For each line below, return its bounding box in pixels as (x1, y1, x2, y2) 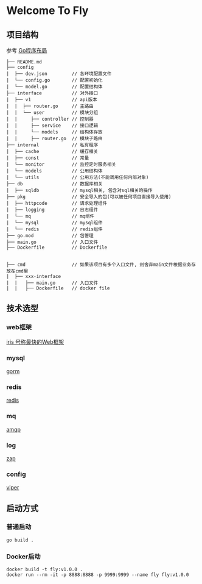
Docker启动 (6, 552, 41, 561)
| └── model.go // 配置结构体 (6, 84, 103, 90)
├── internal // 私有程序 (6, 142, 99, 148)
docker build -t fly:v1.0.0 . (6, 566, 83, 573)
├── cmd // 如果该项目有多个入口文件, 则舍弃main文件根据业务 (6, 262, 192, 268)
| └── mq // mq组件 (6, 213, 95, 219)
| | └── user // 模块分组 (6, 110, 99, 116)
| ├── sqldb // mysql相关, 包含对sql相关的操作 (6, 187, 153, 193)
